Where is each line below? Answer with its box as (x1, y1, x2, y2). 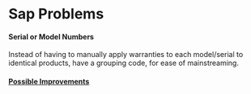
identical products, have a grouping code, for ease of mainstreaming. (8, 58, 239, 68)
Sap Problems (8, 5, 104, 23)
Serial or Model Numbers (8, 31, 95, 41)
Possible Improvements (8, 76, 90, 86)
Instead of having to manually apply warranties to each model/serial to (8, 50, 244, 59)
